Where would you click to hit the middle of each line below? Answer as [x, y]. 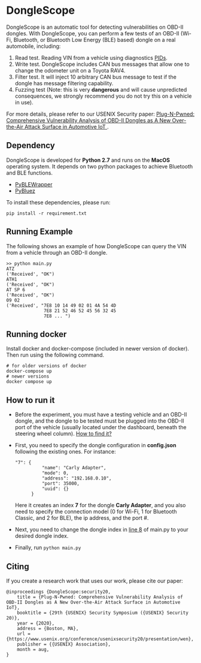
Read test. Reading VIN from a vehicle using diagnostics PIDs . [91, 58]
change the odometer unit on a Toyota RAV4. [70, 70]
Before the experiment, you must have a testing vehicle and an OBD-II [101, 415]
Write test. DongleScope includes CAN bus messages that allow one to [102, 64]
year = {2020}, [36, 623]
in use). [24, 102]
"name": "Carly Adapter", [74, 468]
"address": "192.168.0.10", [77, 478]
